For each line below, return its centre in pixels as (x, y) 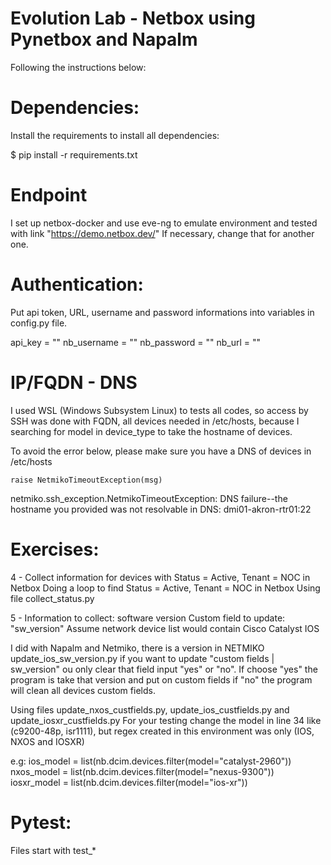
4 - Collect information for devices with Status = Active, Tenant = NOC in (160, 577)
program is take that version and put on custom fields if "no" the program (161, 679)
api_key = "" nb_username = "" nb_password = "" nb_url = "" (136, 342)
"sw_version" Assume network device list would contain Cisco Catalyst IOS (165, 628)
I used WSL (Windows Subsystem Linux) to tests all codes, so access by (159, 410)
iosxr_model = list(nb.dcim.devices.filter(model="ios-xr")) (129, 782)
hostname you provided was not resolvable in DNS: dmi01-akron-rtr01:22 (161, 509)
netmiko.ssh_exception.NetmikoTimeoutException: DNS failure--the (149, 498)
